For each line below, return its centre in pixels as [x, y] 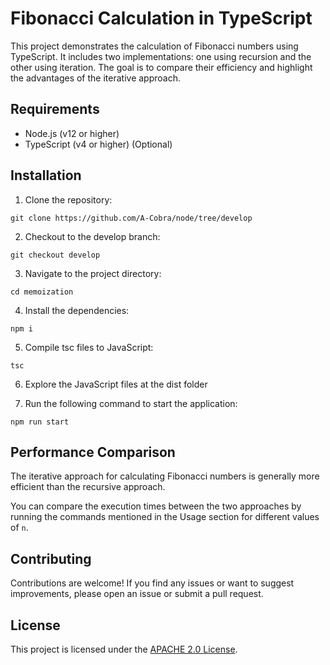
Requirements [55, 109]
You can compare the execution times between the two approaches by [156, 506]
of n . [19, 528]
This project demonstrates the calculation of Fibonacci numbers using [154, 46]
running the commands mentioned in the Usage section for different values [165, 517]
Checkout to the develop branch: [92, 236]
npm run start [40, 422]
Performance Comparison [93, 452]
